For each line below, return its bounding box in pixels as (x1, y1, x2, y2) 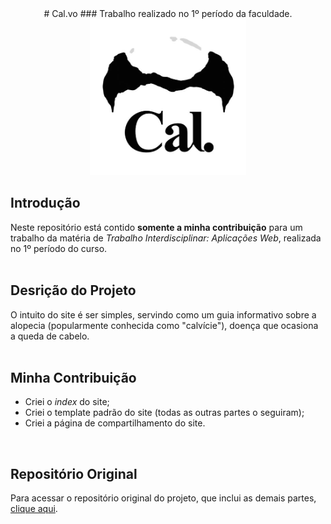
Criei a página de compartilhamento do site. (24, 417, 206, 429)
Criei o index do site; (24, 396, 110, 408)
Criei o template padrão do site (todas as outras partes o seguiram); (24, 407, 305, 419)
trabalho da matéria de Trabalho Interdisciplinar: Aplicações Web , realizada (10, 232, 322, 244)
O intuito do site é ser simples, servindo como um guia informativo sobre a (10, 308, 317, 321)
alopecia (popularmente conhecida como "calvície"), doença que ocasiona (10, 319, 319, 331)
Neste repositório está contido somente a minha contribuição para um (10, 221, 303, 233)
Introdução (10, 195, 81, 212)
